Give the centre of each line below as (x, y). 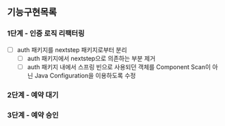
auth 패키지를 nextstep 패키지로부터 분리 (72, 49)
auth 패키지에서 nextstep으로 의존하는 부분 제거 (91, 58)
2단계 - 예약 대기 (33, 94)
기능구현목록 (32, 12)
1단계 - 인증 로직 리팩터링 (46, 34)
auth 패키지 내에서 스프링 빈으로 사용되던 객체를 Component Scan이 (119, 66)
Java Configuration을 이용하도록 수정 (85, 75)
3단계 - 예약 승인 (33, 115)
